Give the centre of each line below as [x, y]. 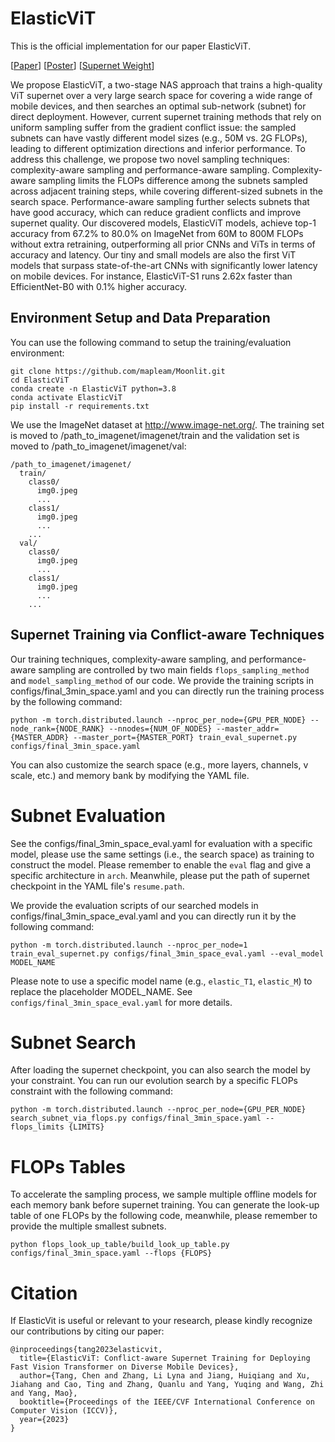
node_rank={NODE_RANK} [57, 728]
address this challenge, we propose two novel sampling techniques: [150, 159]
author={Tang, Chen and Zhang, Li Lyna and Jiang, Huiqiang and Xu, [165, 1376]
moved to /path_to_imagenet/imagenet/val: [98, 446]
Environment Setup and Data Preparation [140, 318]
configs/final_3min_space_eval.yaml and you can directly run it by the [153, 916]
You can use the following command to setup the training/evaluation [151, 342]
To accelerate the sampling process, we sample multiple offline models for [164, 1194]
